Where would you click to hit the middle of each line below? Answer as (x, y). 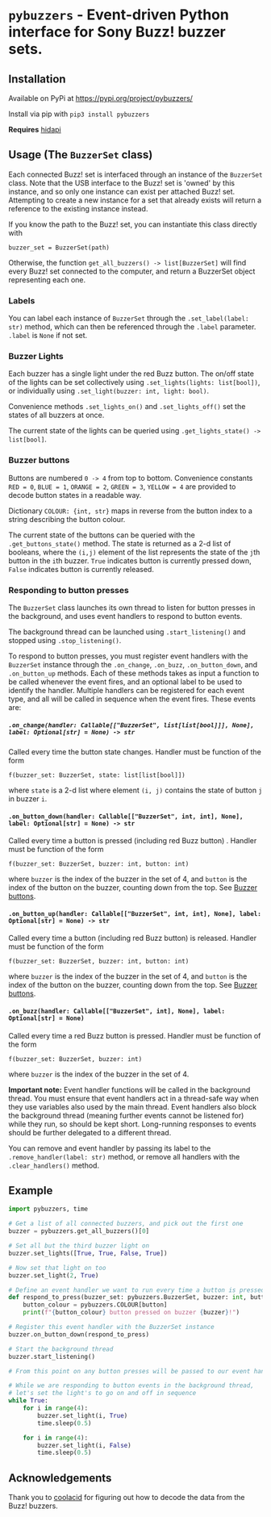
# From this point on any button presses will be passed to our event (129, 1371)
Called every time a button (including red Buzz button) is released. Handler (132, 938)
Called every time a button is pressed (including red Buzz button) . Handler (133, 841)
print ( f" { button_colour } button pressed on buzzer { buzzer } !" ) (131, 1313)
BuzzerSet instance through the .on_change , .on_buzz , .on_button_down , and (133, 664)
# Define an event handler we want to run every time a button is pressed (137, 1290)
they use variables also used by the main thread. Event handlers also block (132, 1106)
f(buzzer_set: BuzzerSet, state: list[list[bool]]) (97, 775)
